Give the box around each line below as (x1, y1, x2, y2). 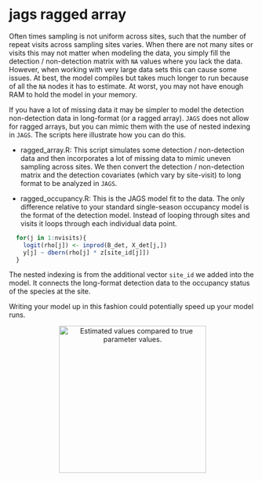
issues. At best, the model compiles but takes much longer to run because (9, 73, 249, 82)
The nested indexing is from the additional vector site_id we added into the (9, 270, 254, 279)
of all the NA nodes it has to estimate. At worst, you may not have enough (9, 81, 244, 91)
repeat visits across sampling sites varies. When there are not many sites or (9, 39, 253, 49)
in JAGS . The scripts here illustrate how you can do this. (9, 129, 187, 139)
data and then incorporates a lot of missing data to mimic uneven (20, 153, 231, 162)
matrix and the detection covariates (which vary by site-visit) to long (20, 170, 242, 180)
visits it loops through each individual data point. (20, 218, 177, 228)
